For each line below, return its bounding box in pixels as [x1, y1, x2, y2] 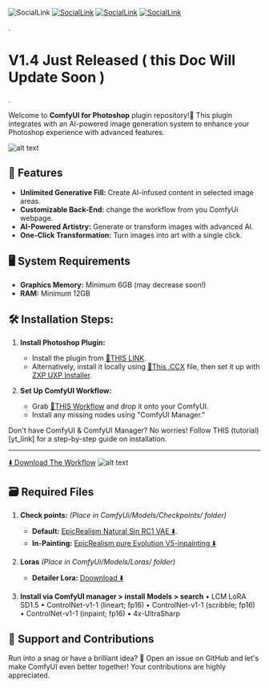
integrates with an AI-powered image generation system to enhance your [8, 119, 250, 128]
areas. [19, 196, 42, 206]
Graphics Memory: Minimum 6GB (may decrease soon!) [19, 279, 207, 289]
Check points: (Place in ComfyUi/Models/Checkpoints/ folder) [19, 511, 227, 520]
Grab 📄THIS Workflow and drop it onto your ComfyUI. [31, 401, 209, 411]
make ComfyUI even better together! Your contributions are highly [8, 662, 227, 671]
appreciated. [8, 670, 50, 680]
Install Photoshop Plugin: [19, 338, 106, 348]
